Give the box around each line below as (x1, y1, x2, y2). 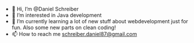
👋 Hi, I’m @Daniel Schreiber (11, 6, 79, 12)
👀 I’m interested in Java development (11, 12, 102, 19)
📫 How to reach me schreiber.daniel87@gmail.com (11, 31, 137, 37)
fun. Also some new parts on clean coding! (11, 24, 116, 31)
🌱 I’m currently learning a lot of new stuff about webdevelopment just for (11, 18, 189, 24)
